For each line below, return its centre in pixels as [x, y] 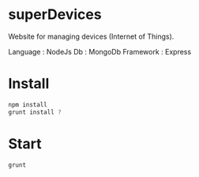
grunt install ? [35, 112]
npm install [28, 104]
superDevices [55, 15]
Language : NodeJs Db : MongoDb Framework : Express [100, 51]
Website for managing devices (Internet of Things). [91, 36]
